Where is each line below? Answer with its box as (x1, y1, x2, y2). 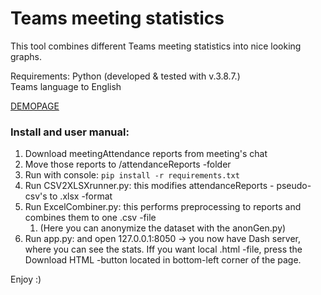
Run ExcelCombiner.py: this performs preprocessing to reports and (24, 201, 302, 213)
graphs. (10, 50, 42, 62)
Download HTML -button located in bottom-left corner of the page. (24, 254, 302, 266)
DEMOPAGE (10, 100, 60, 112)
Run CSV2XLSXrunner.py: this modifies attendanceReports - (24, 180, 275, 192)
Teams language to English (10, 80, 122, 92)
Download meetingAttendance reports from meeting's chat (24, 148, 268, 160)
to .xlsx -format (49, 190, 113, 202)
